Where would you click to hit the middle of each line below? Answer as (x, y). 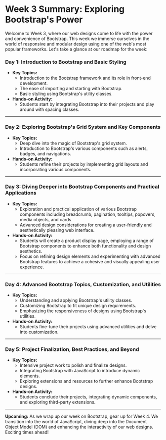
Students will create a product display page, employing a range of (87, 241)
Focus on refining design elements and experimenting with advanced (90, 256)
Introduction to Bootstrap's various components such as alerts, (84, 148)
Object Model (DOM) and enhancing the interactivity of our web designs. (79, 427)
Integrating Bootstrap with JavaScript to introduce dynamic (80, 371)
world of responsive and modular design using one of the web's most (76, 44)
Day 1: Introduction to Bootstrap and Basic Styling (66, 62)
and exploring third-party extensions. (58, 402)
